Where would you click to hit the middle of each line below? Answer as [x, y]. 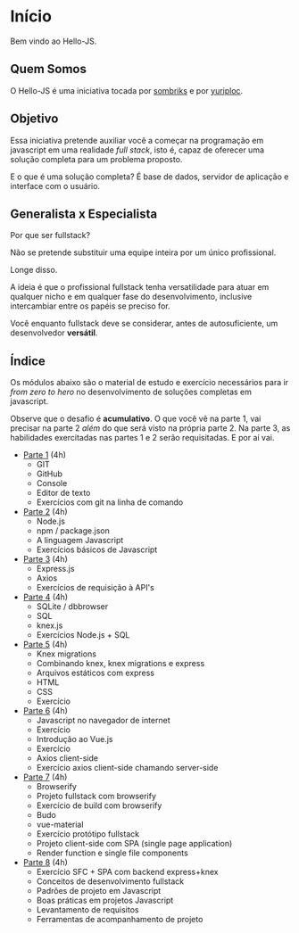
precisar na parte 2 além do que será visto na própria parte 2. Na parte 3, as [150, 428]
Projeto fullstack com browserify [96, 797]
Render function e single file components [112, 853]
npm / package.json [73, 531]
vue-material [60, 825]
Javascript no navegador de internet [103, 721]
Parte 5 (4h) [45, 645]
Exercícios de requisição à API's [96, 588]
